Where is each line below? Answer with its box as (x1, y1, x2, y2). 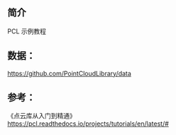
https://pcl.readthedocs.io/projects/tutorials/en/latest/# (7, 119, 169, 128)
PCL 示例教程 (7, 27, 47, 36)
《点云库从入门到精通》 (7, 112, 76, 120)
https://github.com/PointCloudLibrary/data (7, 69, 131, 77)
